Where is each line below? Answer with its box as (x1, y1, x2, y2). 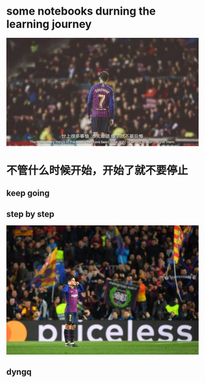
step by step (6, 209, 55, 219)
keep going (6, 188, 50, 199)
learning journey (6, 17, 92, 31)
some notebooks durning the (6, 4, 156, 18)
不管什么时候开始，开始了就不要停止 (6, 163, 189, 177)
